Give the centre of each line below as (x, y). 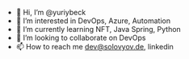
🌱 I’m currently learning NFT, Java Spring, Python (99, 29)
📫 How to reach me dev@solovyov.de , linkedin (94, 47)
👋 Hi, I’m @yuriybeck (51, 12)
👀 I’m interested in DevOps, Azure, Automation (93, 21)
